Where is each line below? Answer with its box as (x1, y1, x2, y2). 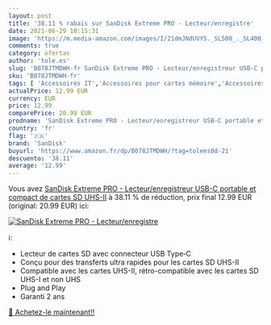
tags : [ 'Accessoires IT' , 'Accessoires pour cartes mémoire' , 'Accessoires (8, 79, 265, 87)
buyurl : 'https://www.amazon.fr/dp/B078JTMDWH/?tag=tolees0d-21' (8, 147, 232, 155)
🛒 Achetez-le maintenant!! (8, 307, 95, 317)
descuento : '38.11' (8, 154, 74, 162)
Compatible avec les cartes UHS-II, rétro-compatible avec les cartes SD (19, 266, 260, 276)
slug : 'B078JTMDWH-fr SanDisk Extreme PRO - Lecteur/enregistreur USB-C (8, 65, 258, 73)
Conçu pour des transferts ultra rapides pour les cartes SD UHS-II (19, 257, 240, 267)
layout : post (8, 11, 52, 20)
